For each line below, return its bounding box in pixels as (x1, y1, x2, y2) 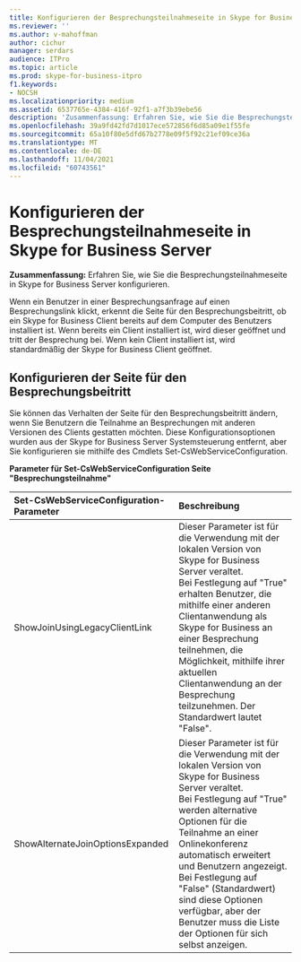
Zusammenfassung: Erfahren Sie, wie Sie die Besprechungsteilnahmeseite (9, 270, 288, 281)
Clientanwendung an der (178, 678, 282, 690)
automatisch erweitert (178, 849, 271, 862)
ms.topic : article (9, 64, 78, 73)
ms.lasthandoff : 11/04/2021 (9, 154, 115, 164)
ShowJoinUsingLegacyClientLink (13, 621, 152, 634)
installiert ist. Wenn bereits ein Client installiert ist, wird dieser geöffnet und (9, 325, 287, 336)
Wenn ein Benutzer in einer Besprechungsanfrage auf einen (9, 297, 230, 308)
